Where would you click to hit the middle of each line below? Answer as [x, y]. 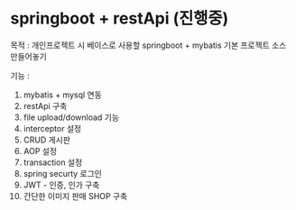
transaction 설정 [53, 162]
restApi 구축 [45, 105]
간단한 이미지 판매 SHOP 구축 [75, 196]
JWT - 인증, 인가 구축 [61, 185]
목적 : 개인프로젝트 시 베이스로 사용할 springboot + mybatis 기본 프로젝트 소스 [148, 45]
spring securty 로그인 [62, 173]
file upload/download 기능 [71, 117]
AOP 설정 [40, 151]
